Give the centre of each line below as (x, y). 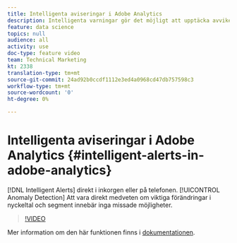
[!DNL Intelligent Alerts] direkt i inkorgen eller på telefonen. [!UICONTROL (114, 190)
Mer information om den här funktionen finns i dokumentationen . (101, 232)
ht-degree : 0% (28, 100)
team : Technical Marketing (47, 60)
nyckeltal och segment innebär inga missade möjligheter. (90, 205)
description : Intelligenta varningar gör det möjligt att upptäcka (109, 20)
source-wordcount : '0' (41, 93)
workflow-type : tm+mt (39, 86)
